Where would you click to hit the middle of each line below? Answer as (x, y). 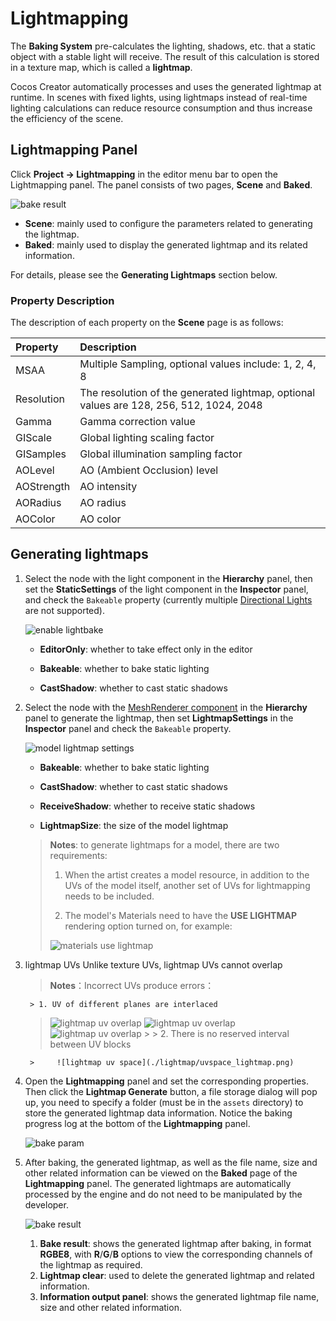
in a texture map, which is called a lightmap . (101, 67)
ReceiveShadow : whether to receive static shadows (147, 806)
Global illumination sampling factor (161, 454)
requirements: (78, 855)
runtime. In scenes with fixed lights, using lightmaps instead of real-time (159, 97)
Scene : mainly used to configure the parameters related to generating (168, 223)
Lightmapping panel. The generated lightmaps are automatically (158, 1183)
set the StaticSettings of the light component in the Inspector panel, (166, 589)
